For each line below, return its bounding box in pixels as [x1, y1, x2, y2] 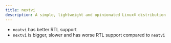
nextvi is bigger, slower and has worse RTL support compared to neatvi [12, 32, 165, 38]
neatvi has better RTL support [12, 26, 77, 32]
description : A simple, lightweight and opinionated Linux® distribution [5, 12, 166, 17]
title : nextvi [5, 7, 36, 13]
